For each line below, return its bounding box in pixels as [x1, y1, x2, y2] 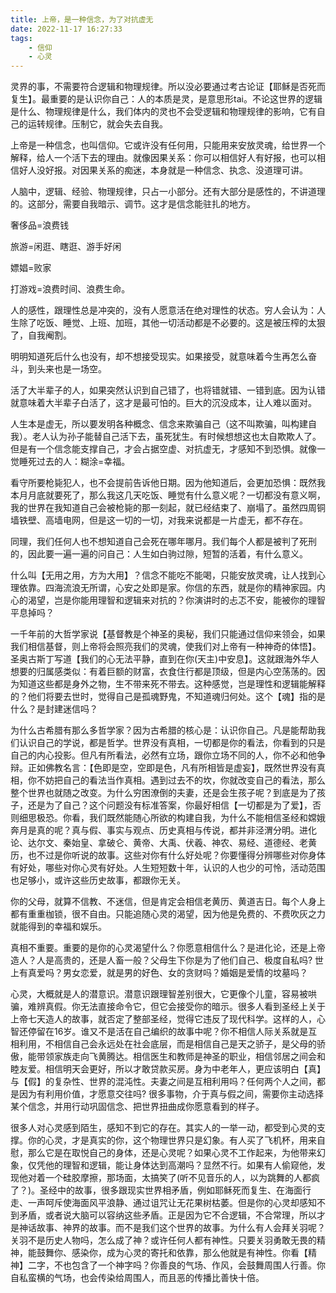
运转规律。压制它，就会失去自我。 [27, 118, 168, 130]
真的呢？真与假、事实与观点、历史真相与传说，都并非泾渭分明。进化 [36, 824, 317, 836]
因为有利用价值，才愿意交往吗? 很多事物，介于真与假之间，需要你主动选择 [18, 1088, 325, 1100]
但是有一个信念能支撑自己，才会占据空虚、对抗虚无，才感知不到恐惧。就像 [10, 443, 317, 455]
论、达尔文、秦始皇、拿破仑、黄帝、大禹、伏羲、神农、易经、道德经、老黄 [10, 837, 317, 849]
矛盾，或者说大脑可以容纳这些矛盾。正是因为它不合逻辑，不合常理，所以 [18, 1209, 317, 1221]
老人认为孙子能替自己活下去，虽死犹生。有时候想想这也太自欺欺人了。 [31, 431, 322, 443]
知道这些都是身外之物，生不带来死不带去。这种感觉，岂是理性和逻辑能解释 [18, 678, 326, 690]
